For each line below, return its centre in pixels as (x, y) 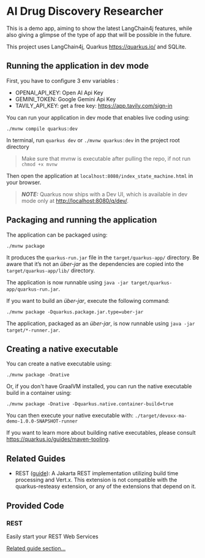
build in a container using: (39, 393)
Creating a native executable (62, 349)
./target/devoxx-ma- (161, 416)
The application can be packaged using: (57, 235)
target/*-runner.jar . (33, 330)
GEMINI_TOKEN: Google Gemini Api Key (65, 99)
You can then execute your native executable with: (70, 416)
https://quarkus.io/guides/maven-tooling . (58, 439)
